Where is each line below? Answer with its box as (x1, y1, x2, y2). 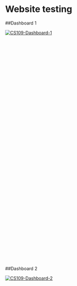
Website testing (5, 3, 72, 15)
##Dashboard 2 (5, 266, 37, 272)
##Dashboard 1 (5, 20, 36, 26)
